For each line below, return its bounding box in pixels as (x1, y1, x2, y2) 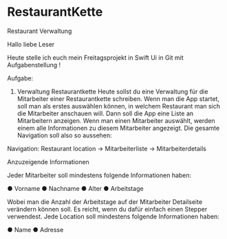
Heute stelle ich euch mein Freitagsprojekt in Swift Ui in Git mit (7, 53, 184, 62)
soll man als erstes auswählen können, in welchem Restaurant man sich (17, 102, 221, 110)
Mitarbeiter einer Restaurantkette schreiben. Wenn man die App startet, (17, 94, 220, 103)
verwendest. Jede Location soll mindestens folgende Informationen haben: (7, 212, 220, 220)
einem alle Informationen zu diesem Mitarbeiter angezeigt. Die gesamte (17, 124, 220, 132)
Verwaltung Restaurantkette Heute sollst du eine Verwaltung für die (17, 87, 208, 95)
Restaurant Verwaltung (7, 27, 72, 35)
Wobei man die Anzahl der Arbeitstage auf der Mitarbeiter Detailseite (7, 197, 203, 206)
